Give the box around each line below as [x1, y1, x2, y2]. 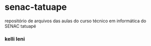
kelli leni [4, 35, 25, 42]
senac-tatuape [4, 1, 67, 13]
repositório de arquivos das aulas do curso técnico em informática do [4, 18, 147, 24]
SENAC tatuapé [4, 23, 37, 29]
